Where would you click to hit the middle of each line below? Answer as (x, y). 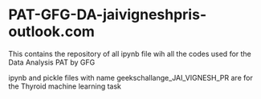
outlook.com (51, 32)
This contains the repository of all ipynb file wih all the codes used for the (130, 53)
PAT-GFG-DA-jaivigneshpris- (108, 15)
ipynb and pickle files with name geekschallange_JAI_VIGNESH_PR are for (130, 77)
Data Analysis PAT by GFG (52, 62)
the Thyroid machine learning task (65, 86)
